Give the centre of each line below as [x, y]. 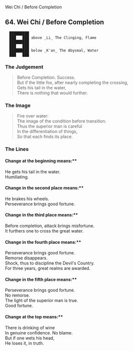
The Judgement [24, 67]
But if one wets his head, [30, 338]
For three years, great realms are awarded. [48, 268]
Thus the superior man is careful [50, 126]
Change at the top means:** [34, 317]
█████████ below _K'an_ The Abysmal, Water [54, 50]
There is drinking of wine [30, 328]
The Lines [17, 149]
